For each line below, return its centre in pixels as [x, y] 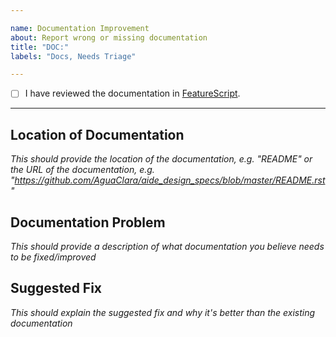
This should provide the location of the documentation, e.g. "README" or [161, 159]
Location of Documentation [97, 134]
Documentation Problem [88, 222]
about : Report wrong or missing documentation [109, 37]
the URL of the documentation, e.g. [82, 170]
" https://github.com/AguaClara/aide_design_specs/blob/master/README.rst [168, 180]
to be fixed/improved [53, 257]
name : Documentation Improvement [80, 28]
